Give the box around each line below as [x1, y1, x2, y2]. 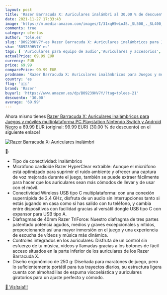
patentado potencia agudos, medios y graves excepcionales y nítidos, [12, 222, 156, 228]
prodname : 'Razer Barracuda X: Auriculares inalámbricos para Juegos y [5, 72, 157, 77]
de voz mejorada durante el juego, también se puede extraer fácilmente [12, 174, 159, 180]
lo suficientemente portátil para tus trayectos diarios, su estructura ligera [12, 264, 162, 270]
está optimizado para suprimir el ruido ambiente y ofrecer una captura [12, 169, 157, 175]
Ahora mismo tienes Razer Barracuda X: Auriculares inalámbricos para [5, 113, 150, 119]
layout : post [5, 7, 32, 12]
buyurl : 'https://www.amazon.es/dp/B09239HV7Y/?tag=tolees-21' [5, 91, 139, 96]
